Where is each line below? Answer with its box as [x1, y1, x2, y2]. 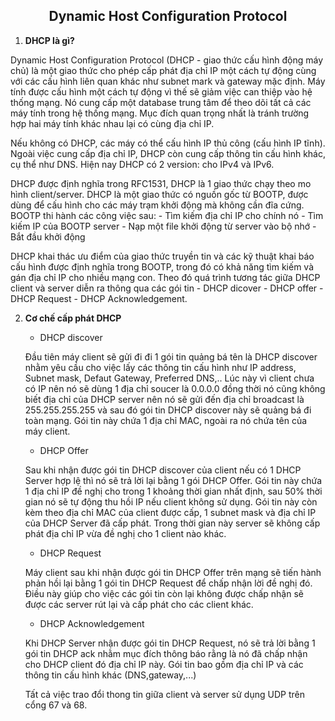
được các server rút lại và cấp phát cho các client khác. [24, 598, 254, 610]
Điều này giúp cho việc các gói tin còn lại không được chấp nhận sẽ [24, 587, 304, 599]
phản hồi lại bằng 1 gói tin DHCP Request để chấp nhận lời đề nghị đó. [24, 577, 313, 589]
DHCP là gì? [24, 34, 75, 46]
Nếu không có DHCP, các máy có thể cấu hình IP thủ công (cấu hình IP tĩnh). [10, 137, 326, 149]
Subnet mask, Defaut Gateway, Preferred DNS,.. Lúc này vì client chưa [24, 372, 315, 384]
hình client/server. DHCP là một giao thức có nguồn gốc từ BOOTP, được [10, 188, 309, 200]
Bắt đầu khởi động [10, 230, 86, 243]
